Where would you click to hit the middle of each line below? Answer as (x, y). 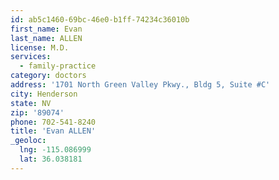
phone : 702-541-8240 (53, 122)
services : (31, 57)
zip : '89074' (37, 112)
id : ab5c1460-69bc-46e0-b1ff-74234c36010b (100, 19)
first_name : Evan (46, 29)
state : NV (31, 103)
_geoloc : (28, 141)
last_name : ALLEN (46, 38)
